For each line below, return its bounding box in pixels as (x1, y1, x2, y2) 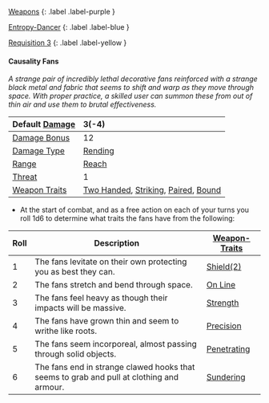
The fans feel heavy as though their (34, 292, 168, 303)
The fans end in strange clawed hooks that (34, 361, 195, 372)
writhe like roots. (34, 325, 98, 336)
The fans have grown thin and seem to (34, 315, 179, 327)
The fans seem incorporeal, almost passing (34, 339, 198, 350)
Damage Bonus (12, 132, 70, 144)
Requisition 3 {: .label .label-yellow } (8, 38, 127, 47)
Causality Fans (8, 56, 59, 66)
